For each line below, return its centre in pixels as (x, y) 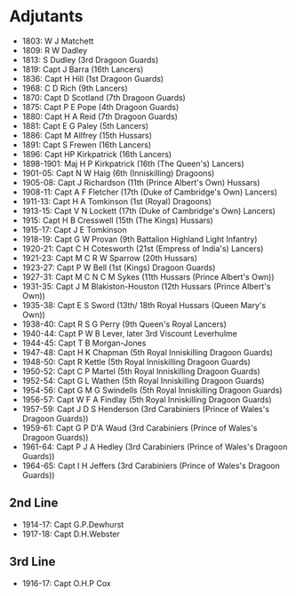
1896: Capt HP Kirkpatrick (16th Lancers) (96, 154)
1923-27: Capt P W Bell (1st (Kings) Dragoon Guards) (119, 267)
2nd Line (34, 503)
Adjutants (46, 16)
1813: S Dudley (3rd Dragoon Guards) (90, 60)
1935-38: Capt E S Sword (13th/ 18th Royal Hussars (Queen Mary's (144, 305)
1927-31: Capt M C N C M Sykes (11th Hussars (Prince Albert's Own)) (148, 276)
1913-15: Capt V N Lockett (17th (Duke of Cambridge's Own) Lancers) (148, 211)
